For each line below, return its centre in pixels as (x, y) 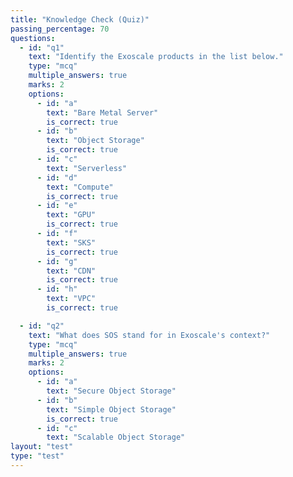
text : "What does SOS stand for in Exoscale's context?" (149, 335)
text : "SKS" (71, 242)
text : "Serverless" (87, 168)
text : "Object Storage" (95, 141)
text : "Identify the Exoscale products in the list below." (156, 57)
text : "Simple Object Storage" (111, 409)
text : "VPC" (71, 299)
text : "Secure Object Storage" (111, 391)
